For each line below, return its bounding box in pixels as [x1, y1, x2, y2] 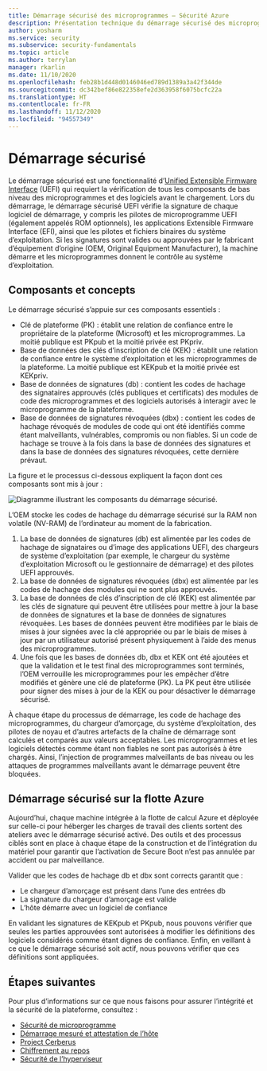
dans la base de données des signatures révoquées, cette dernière [19, 446, 239, 456]
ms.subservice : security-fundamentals [8, 41, 137, 49]
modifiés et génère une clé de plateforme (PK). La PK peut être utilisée [19, 677, 252, 687]
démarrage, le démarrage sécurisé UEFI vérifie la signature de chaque [8, 201, 238, 211]
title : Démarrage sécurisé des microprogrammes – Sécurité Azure [8, 11, 229, 20]
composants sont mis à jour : [8, 479, 103, 489]
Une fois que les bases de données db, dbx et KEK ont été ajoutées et [19, 652, 249, 661]
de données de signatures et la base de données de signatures [19, 609, 226, 619]
